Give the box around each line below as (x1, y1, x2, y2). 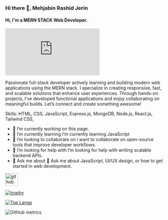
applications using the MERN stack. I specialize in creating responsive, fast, (5, 85, 162, 91)
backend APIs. (12, 153, 43, 159)
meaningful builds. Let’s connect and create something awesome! (5, 101, 142, 107)
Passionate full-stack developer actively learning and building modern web (5, 80, 160, 86)
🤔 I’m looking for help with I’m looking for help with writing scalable (12, 147, 152, 153)
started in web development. (12, 163, 72, 169)
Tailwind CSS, (5, 116, 34, 122)
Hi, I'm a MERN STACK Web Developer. (5, 17, 88, 23)
